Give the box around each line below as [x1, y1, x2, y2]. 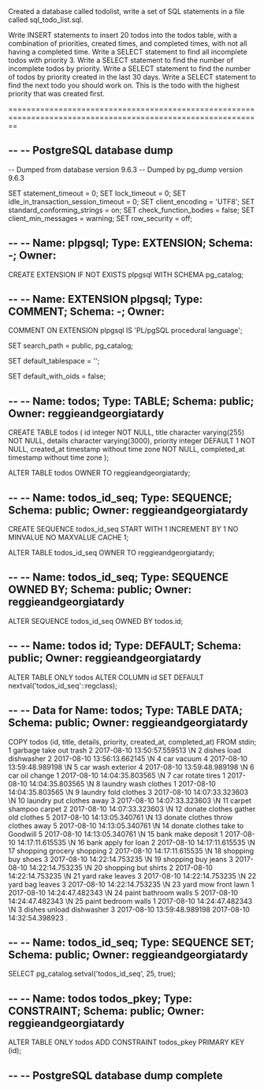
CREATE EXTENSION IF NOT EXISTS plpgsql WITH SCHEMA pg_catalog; [8, 270, 244, 279]
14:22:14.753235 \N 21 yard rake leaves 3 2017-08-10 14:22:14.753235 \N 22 [8, 871, 257, 880]
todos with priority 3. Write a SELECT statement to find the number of [8, 55, 234, 65]
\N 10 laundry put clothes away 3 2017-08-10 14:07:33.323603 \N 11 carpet [8, 796, 252, 805]
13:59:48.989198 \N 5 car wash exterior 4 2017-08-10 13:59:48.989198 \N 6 [8, 762, 255, 771]
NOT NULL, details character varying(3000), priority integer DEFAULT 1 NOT [8, 436, 256, 446]
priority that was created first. [8, 89, 105, 98]
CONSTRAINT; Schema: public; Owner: [8, 1004, 205, 1017]
